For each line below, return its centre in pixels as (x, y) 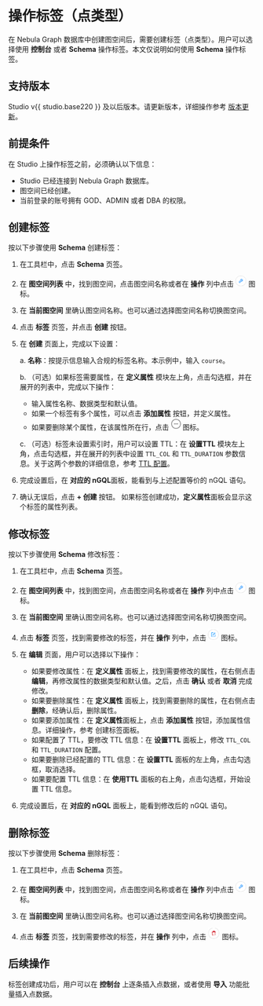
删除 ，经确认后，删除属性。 (76, 711)
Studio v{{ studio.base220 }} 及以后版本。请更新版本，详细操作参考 (117, 106)
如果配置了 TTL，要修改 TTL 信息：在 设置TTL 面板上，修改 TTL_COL (141, 740)
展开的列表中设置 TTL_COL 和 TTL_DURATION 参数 (164, 454)
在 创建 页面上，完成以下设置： (69, 344)
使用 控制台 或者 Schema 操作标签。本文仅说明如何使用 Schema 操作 (127, 49)
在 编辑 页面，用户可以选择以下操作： (80, 655)
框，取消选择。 (55, 770)
